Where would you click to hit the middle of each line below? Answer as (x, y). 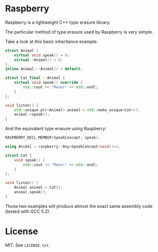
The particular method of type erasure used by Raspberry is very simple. (79, 32)
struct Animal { (22, 50)
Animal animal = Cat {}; (39, 188)
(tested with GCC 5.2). (28, 211)
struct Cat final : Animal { (35, 78)
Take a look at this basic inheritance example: (51, 41)
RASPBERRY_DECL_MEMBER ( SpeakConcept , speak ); (53, 138)
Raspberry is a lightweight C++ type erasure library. (58, 22)
